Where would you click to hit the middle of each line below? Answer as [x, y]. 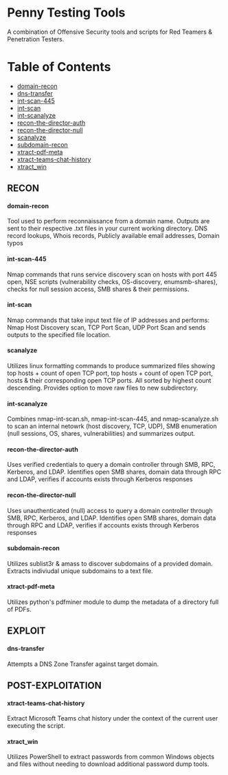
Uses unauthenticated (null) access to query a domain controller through [110, 510]
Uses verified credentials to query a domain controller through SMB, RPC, [111, 465]
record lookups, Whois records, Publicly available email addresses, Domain [113, 236]
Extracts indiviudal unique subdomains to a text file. [80, 571]
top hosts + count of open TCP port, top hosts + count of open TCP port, [110, 373]
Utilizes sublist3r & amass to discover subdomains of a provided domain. [110, 563]
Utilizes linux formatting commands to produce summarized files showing [111, 366]
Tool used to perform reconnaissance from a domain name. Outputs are [109, 221]
